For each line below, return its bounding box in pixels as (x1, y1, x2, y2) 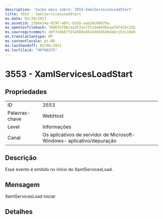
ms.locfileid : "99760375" (5, 47, 57, 52)
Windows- (42, 137, 67, 144)
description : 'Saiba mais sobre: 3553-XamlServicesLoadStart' (5, 7, 133, 12)
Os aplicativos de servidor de (42, 131, 109, 138)
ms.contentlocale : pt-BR (5, 39, 55, 44)
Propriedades (5, 88, 47, 96)
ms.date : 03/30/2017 (5, 16, 47, 21)
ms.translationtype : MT (5, 34, 53, 39)
